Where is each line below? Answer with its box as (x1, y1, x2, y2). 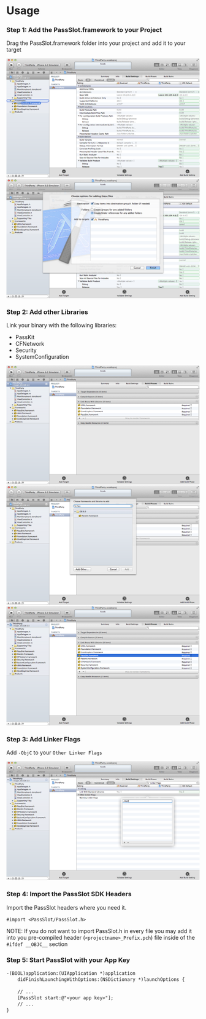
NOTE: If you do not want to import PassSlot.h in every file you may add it (6, 927, 192, 934)
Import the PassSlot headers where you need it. (6, 904, 127, 911)
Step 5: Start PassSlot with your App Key (6, 956, 131, 964)
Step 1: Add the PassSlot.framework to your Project (6, 26, 162, 34)
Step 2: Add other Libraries (6, 308, 88, 316)
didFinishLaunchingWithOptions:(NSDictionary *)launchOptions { (17, 977, 185, 983)
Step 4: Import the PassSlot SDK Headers (6, 890, 132, 899)
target (6, 46, 21, 53)
